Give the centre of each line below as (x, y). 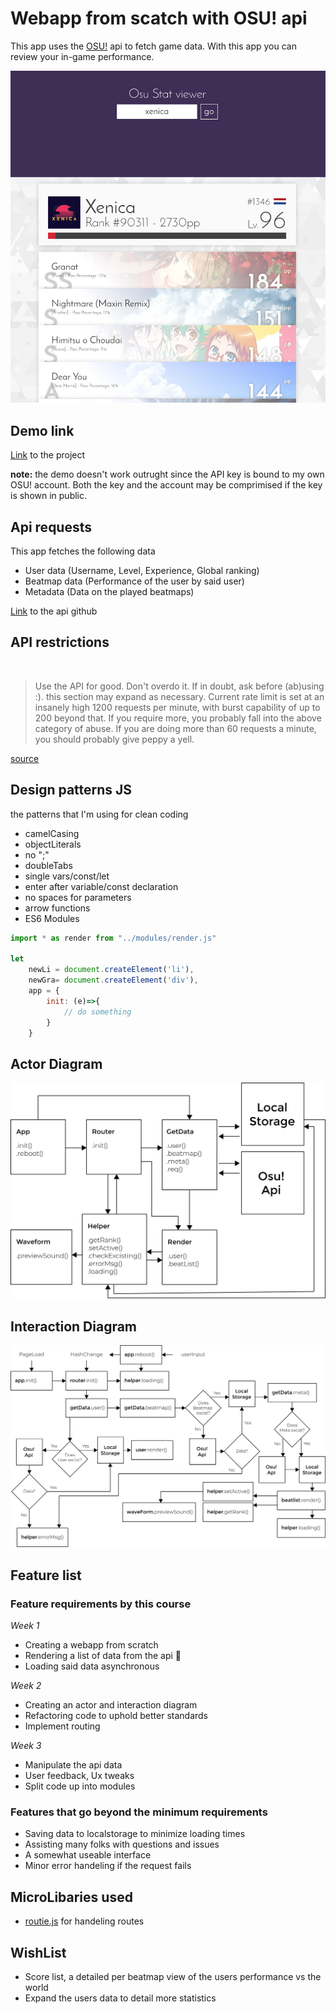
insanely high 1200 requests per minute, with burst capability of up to (177, 707)
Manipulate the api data (73, 1765)
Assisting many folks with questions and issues (122, 1844)
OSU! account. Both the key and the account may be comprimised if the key (166, 485)
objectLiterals (53, 844)
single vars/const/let (67, 876)
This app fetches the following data (83, 551)
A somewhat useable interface (88, 1855)
